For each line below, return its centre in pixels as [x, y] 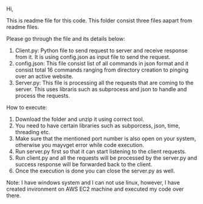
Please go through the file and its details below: [66, 39]
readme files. [23, 27]
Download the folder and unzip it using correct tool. [80, 119]
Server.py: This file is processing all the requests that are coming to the [104, 83]
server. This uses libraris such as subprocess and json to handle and [101, 89]
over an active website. [44, 76]
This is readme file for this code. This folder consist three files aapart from [99, 20]
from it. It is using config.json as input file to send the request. [93, 57]
